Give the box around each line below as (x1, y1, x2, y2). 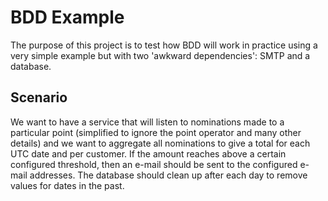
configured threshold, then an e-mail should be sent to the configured (10, 158, 298, 170)
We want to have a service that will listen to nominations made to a (10, 116, 285, 128)
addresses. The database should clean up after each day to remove (29, 169, 308, 181)
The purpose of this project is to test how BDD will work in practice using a (10, 39, 318, 51)
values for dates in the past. (10, 179, 125, 191)
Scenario (10, 89, 68, 106)
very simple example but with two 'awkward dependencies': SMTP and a (10, 49, 311, 61)
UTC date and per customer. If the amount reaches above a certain (10, 147, 287, 160)
